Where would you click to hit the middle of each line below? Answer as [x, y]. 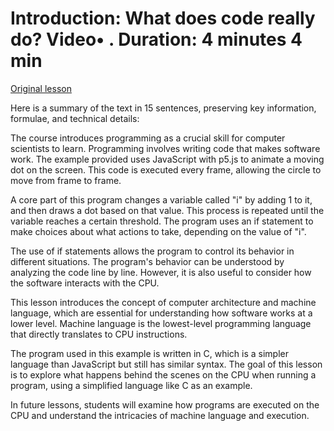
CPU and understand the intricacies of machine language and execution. [160, 415]
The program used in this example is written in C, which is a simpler [149, 353]
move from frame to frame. [66, 180]
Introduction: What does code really [163, 18]
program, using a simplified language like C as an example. [131, 385]
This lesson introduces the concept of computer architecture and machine [163, 302]
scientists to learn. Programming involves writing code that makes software [165, 148]
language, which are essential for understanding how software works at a [161, 313]
